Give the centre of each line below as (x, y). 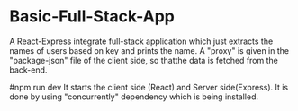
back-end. (28, 70)
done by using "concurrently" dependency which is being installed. (134, 97)
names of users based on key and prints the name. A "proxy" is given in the (149, 50)
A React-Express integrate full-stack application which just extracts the (141, 41)
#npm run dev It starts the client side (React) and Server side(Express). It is (149, 87)
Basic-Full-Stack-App (92, 17)
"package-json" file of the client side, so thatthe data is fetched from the (144, 60)
